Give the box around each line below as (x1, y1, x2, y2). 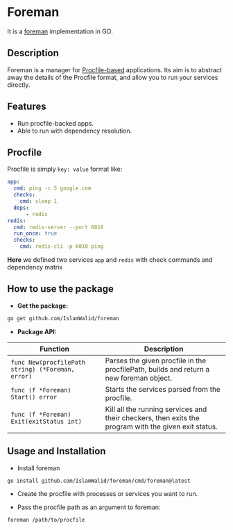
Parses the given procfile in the (105, 356, 207, 365)
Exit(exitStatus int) (10, 417, 82, 425)
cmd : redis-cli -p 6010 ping (19, 243, 104, 250)
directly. (7, 81, 31, 89)
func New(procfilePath (10, 358, 85, 366)
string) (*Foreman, (10, 365, 75, 373)
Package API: (17, 327, 57, 336)
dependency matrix (7, 263, 63, 271)
